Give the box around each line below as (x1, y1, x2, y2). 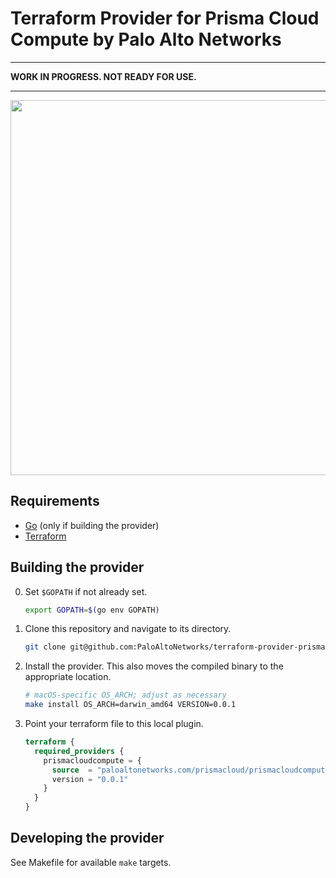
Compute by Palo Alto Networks (10, 28, 282, 51)
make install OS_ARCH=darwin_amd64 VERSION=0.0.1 (24, 700, 237, 710)
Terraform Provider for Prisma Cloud (10, 7, 320, 30)
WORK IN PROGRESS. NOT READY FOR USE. (10, 70, 197, 82)
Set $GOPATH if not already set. (24, 585, 148, 597)
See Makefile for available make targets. (10, 856, 172, 868)
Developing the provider (10, 830, 165, 847)
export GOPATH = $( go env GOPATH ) (24, 605, 160, 615)
